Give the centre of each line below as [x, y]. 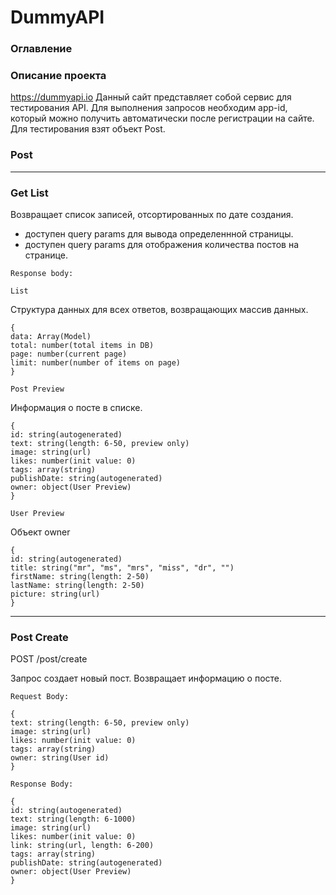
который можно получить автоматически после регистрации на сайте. [162, 118]
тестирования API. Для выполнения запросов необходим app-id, [149, 108]
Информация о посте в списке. [76, 407]
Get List [29, 193]
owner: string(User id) [60, 758]
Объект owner [40, 532]
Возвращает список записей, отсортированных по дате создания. [152, 214]
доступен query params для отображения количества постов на [161, 244]
